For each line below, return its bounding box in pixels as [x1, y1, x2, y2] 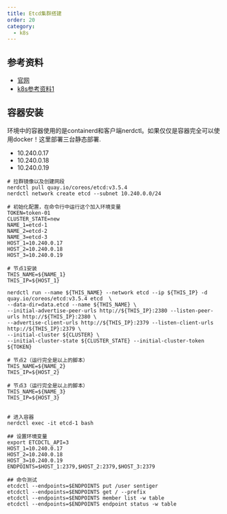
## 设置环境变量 [7, 433, 47, 440]
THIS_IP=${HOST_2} [7, 369, 60, 376]
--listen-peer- [170, 307, 214, 314]
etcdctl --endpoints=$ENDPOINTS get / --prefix [7, 489, 147, 495]
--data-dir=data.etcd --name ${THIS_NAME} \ [7, 301, 137, 308]
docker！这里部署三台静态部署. [12, 135, 101, 143]
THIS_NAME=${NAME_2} [7, 362, 67, 369]
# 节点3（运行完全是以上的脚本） [7, 382, 88, 389]
